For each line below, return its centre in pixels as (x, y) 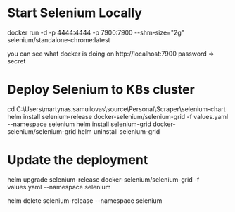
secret (17, 61)
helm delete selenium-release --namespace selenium (85, 200)
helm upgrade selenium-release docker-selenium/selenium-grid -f (103, 179)
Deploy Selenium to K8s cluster (101, 90)
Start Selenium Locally (75, 13)
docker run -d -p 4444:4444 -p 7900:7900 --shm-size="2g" (96, 32)
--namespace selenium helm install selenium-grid (79, 124)
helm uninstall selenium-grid (119, 131)
